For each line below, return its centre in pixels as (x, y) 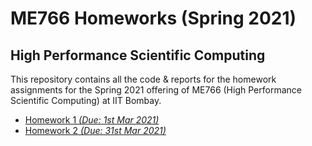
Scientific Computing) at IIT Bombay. (86, 100)
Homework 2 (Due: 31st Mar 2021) (95, 130)
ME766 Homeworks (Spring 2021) (153, 18)
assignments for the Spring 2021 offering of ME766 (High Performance (156, 90)
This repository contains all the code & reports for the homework (143, 79)
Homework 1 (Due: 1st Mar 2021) (92, 120)
